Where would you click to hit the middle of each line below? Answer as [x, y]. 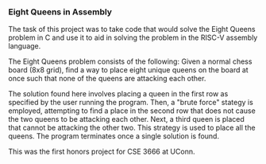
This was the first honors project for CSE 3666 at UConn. [102, 152]
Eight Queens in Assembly [60, 12]
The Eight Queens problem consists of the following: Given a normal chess [130, 61]
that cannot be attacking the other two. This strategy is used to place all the [132, 128]
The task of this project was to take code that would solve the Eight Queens [132, 29]
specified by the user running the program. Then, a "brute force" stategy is [131, 103]
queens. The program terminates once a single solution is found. [114, 136]
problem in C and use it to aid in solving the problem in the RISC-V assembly [133, 37]
